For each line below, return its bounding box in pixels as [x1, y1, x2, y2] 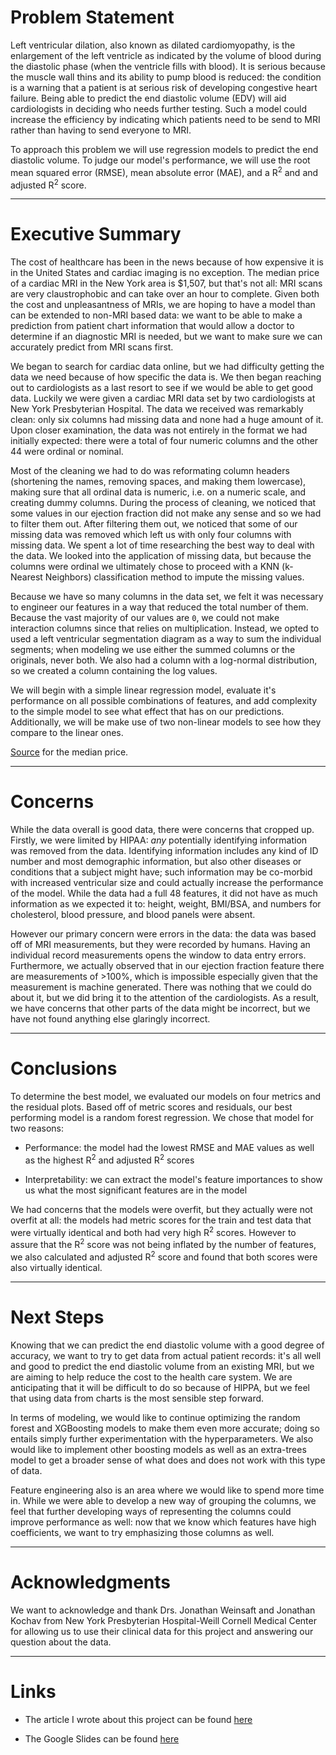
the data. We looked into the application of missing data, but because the [10, 550, 312, 562]
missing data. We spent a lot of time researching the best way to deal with [10, 539, 315, 551]
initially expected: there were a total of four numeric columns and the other [10, 435, 319, 447]
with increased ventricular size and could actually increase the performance [10, 877, 324, 889]
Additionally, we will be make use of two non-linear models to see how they [10, 716, 322, 728]
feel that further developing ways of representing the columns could [10, 1505, 292, 1517]
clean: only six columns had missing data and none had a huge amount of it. [10, 414, 324, 426]
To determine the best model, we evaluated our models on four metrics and [10, 1091, 322, 1103]
